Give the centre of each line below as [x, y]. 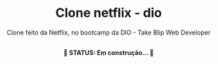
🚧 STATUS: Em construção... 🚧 [109, 53]
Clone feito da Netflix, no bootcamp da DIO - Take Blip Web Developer [109, 32]
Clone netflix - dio [109, 13]
